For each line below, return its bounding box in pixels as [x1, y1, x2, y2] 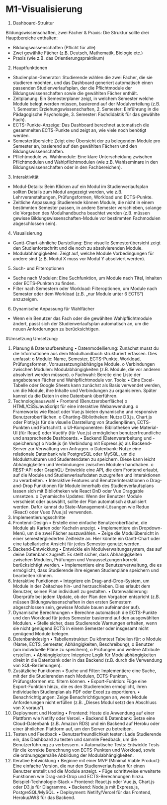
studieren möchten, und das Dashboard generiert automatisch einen [12, 80, 153, 86]
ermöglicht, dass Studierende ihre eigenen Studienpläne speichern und [12, 567, 159, 573]
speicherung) [12, 440, 41, 446]
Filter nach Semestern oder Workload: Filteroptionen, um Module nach [12, 285, 157, 292]
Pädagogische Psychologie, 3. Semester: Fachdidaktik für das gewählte [12, 111, 160, 117]
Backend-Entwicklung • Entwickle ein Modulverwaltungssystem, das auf [12, 546, 162, 552]
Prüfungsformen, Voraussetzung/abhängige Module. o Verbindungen [12, 361, 155, 367]
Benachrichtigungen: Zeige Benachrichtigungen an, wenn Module [12, 694, 148, 700]
